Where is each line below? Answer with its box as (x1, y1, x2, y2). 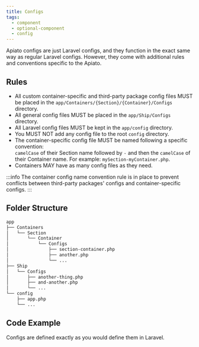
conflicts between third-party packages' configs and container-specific (6, 179, 181, 187)
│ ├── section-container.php (6, 247, 115, 253)
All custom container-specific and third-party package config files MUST (14, 93, 193, 100)
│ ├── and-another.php (6, 279, 78, 285)
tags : (6, 14, 20, 20)
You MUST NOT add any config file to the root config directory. (14, 130, 169, 137)
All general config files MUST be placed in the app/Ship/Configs (14, 111, 171, 119)
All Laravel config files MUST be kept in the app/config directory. (14, 124, 174, 131)
